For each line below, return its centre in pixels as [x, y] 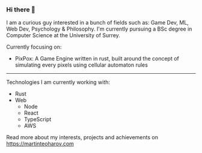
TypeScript [38, 119]
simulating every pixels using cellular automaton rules [81, 65]
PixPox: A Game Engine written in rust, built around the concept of [97, 59]
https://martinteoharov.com [40, 144]
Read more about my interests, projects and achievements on [82, 137]
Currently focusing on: [34, 47]
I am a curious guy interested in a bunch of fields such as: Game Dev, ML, [98, 23]
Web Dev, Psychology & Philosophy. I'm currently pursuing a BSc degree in [99, 29]
